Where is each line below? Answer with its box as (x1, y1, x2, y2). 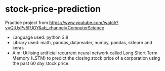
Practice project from (5, 20, 48, 25)
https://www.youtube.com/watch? (49, 20, 119, 25)
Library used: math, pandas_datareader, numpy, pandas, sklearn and (12, 39, 152, 45)
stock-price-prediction (5, 3, 101, 15)
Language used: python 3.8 (12, 34, 69, 40)
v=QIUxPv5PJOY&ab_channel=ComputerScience (5, 24, 105, 30)
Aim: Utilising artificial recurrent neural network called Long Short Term (12, 50, 158, 56)
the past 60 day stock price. (12, 60, 70, 66)
